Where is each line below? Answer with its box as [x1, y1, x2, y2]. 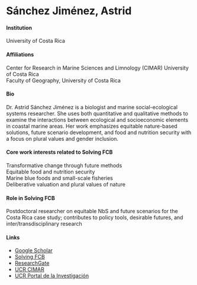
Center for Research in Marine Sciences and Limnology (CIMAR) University [6, 64, 189, 71]
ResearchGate [14, 259, 50, 267]
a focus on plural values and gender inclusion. [6, 135, 119, 142]
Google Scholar [14, 247, 53, 254]
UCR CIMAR [14, 266, 44, 273]
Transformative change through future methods [6, 162, 122, 169]
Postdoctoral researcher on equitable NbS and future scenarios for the [6, 208, 179, 215]
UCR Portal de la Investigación [14, 272, 89, 280]
